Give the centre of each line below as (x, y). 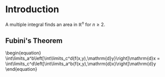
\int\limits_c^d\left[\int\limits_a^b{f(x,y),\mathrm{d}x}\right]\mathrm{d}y (81, 64)
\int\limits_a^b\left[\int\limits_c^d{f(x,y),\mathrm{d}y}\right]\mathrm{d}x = (83, 58)
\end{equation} (21, 69)
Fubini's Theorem (34, 41)
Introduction (32, 9)
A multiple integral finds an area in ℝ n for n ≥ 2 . (55, 24)
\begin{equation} (23, 53)
